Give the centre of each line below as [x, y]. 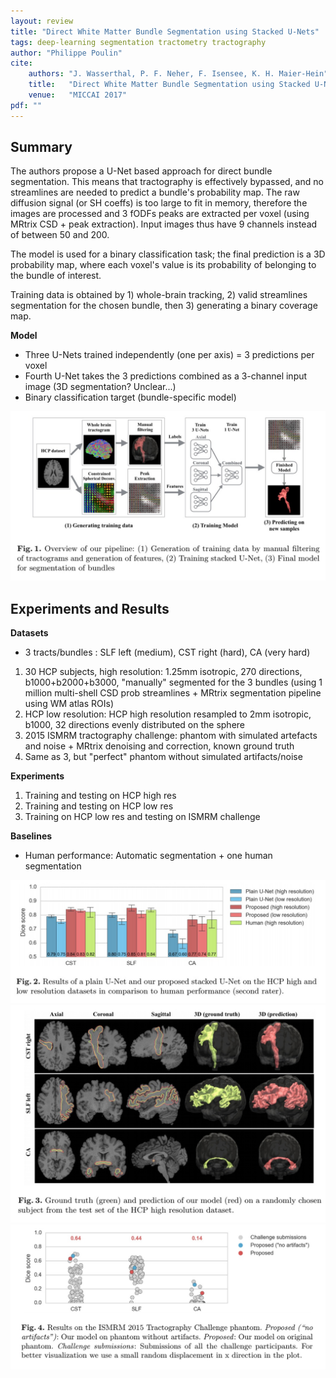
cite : [21, 63]
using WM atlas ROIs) [69, 703]
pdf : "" [26, 105]
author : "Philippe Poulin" [66, 53]
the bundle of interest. [56, 276]
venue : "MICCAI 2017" [78, 95]
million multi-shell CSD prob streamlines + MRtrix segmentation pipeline [173, 692]
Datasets [29, 632]
